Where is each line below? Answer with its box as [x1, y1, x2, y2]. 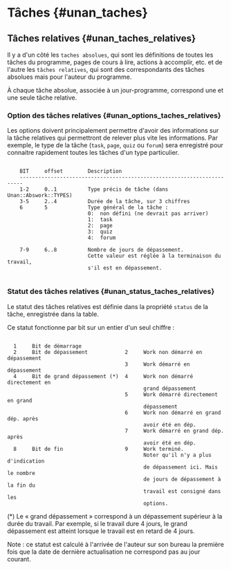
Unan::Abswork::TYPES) [7, 192, 73, 199]
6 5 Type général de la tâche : [19, 204, 169, 212]
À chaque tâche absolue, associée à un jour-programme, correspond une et [7, 86, 223, 94]
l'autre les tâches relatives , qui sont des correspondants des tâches [7, 66, 205, 73]
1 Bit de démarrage [13, 342, 82, 350]
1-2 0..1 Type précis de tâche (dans [19, 186, 169, 193]
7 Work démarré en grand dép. [124, 427, 225, 434]
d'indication [7, 458, 45, 465]
